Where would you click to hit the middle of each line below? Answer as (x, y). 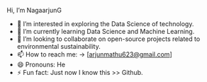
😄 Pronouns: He (41, 64)
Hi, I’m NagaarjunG (34, 10)
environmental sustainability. (58, 46)
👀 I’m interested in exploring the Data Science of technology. (105, 24)
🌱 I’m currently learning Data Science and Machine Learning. (106, 31)
